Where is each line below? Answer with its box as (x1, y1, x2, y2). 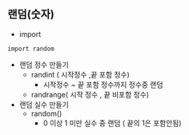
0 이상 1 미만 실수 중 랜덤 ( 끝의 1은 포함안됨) (42, 118, 182, 128)
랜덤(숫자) (7, 7, 55, 22)
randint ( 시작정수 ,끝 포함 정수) (30, 69, 130, 79)
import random (7, 45, 55, 53)
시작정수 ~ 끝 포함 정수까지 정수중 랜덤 (42, 79, 163, 89)
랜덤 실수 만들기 (18, 99, 69, 109)
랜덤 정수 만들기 (18, 59, 69, 69)
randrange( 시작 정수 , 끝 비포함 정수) (30, 89, 150, 99)
